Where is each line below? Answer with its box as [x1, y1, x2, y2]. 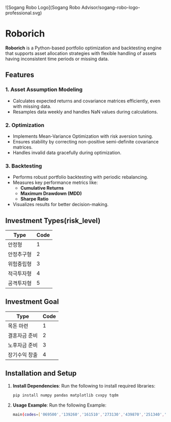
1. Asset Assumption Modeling [5, 86, 83, 93]
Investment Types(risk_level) [5, 216, 101, 225]
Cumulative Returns [20, 185, 64, 191]
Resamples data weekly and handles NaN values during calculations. [12, 108, 158, 115]
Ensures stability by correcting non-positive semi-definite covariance [12, 138, 159, 144]
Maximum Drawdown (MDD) [20, 190, 82, 197]
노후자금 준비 [8, 341, 38, 348]
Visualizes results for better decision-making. [12, 201, 109, 208]
